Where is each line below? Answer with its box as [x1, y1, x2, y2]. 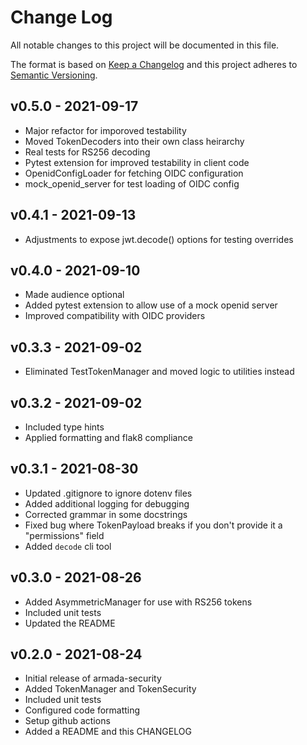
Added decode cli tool [24, 540, 112, 552]
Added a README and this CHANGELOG [24, 726, 192, 738]
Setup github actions [24, 715, 111, 727]
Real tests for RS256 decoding [24, 146, 151, 158]
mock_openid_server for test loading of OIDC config [24, 177, 240, 190]
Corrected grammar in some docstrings [24, 508, 188, 520]
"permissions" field [24, 529, 105, 541]
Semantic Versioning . [10, 69, 98, 81]
